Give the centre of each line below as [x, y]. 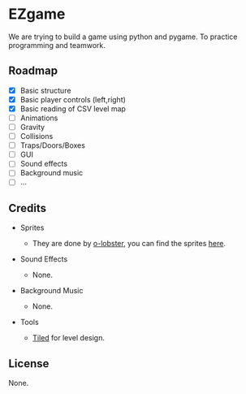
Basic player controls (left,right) [73, 99]
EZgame [37, 14]
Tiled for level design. [69, 338]
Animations [39, 118]
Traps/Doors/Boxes [52, 145]
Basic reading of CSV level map [73, 108]
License [29, 364]
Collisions [37, 136]
